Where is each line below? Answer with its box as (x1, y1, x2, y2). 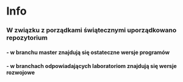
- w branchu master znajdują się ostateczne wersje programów (6, 49, 170, 56)
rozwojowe (6, 69, 35, 77)
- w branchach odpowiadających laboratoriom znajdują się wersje (6, 63, 177, 70)
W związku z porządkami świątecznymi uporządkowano (6, 26, 177, 35)
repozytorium (6, 33, 48, 42)
